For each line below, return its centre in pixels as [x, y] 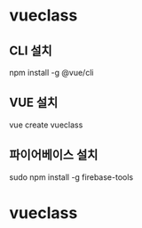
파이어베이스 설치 [54, 155]
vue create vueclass [46, 125]
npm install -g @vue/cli [51, 73]
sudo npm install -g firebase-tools [71, 177]
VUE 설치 [34, 103]
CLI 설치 [31, 50]
